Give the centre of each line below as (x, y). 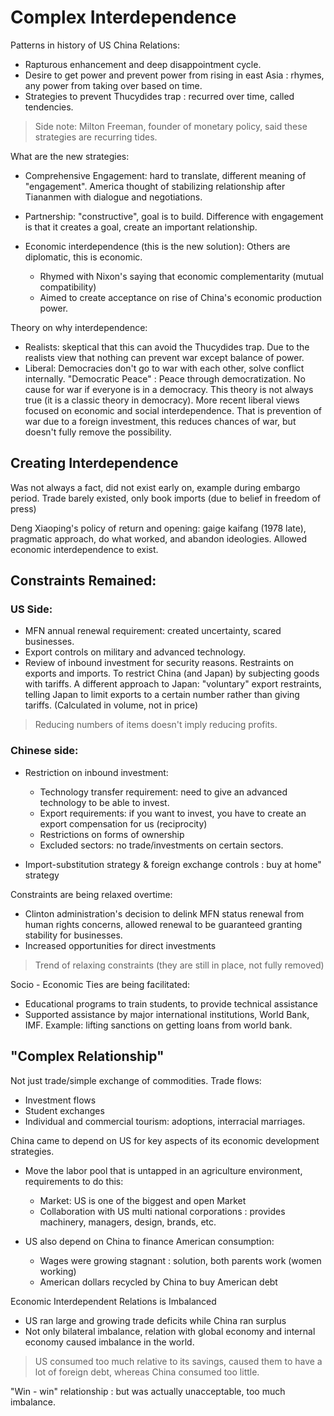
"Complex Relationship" (87, 1056)
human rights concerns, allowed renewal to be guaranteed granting (163, 924)
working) (58, 1271)
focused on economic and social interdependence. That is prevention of (173, 410)
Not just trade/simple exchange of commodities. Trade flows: (136, 1080)
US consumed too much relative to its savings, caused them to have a (178, 1361)
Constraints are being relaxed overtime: (91, 894)
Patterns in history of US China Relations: (95, 45)
